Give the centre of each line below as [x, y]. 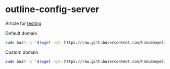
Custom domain [22, 52]
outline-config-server [52, 9]
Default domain [21, 33]
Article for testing [23, 23]
